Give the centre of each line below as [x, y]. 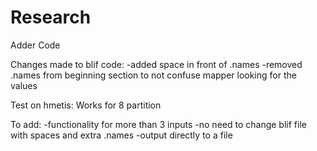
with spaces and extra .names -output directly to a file [121, 135]
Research [51, 17]
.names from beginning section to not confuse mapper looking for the [153, 75]
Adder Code [35, 45]
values [24, 85]
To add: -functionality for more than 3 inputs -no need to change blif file [158, 124]
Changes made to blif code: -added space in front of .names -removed [156, 64]
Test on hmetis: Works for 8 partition [86, 105]
